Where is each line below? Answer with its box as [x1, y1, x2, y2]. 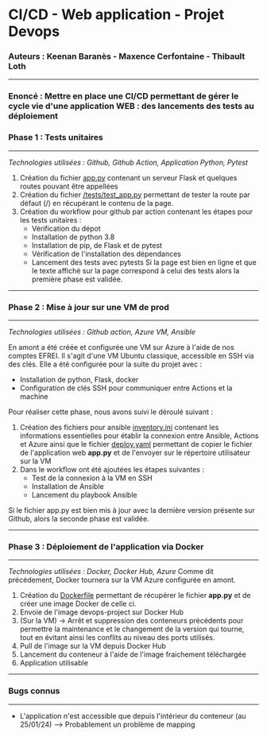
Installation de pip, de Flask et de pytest [31, 240, 163, 250]
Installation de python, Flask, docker [19, 375, 139, 384]
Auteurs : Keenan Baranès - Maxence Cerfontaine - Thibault [8, 51, 246, 62]
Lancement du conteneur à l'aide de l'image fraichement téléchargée [19, 650, 246, 659]
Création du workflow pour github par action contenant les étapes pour [19, 207, 253, 216]
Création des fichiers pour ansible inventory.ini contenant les [19, 423, 219, 432]
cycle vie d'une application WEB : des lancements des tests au [8, 101, 254, 112]
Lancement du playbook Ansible [31, 491, 137, 499]
